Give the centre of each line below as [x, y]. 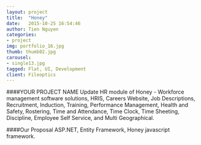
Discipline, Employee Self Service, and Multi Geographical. [80, 118]
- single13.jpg [26, 63]
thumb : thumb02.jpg [31, 52]
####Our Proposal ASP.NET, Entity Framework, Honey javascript [88, 130]
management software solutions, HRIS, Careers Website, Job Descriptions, [101, 99]
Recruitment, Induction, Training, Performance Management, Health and [97, 105]
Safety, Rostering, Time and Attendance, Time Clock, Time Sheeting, [93, 111]
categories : [21, 35]
